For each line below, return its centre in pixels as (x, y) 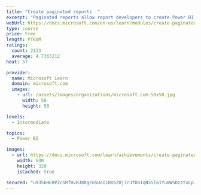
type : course (22, 28)
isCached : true (36, 172)
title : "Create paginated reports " (53, 12)
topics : (16, 133)
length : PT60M (24, 39)
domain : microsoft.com (40, 84)
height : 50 (36, 106)
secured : (17, 182)
